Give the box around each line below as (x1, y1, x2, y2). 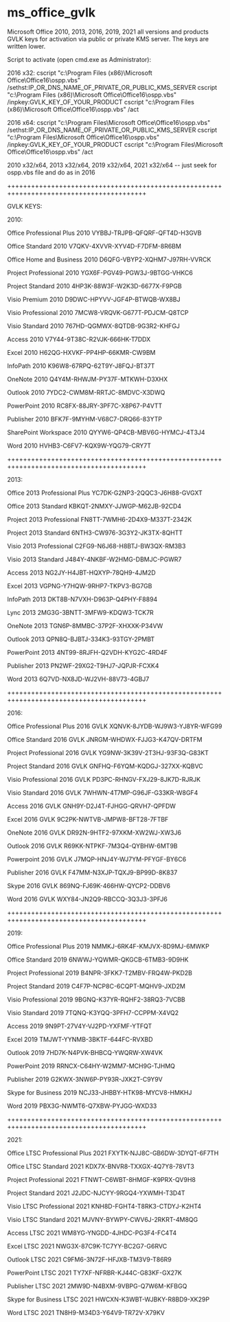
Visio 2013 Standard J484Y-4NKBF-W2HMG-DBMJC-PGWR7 (7, 555, 182, 564)
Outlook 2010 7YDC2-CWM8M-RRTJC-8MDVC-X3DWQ (7, 388, 165, 396)
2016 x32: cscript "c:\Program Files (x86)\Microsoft (7, 69, 152, 77)
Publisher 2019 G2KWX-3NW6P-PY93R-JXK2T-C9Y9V (7, 1075, 163, 1083)
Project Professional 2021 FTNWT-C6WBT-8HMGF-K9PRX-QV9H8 (7, 1175, 196, 1183)
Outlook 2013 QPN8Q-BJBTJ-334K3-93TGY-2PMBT (7, 635, 155, 643)
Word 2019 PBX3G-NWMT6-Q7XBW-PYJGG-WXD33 (7, 1102, 157, 1110)
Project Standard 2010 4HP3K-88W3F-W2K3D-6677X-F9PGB (7, 281, 182, 290)
